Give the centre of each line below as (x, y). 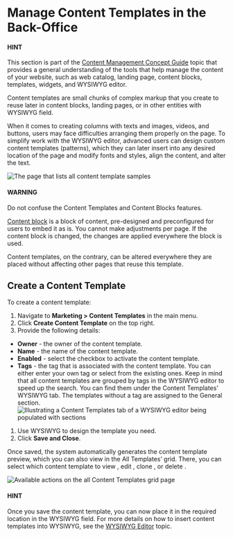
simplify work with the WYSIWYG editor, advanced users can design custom (116, 141)
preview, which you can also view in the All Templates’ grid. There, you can (114, 459)
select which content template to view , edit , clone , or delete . (97, 466)
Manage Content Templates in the (107, 13)
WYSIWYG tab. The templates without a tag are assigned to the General (120, 396)
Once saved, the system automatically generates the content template (107, 452)
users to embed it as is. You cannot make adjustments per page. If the (107, 228)
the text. (19, 163)
